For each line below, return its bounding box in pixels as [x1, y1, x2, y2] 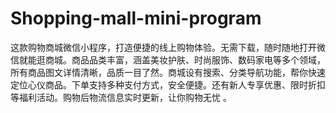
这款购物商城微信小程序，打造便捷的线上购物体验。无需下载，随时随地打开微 [10, 41, 326, 53]
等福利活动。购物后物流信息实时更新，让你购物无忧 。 [10, 91, 232, 103]
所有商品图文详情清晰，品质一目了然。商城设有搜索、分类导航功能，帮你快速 [10, 66, 326, 78]
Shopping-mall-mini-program [10, 7, 262, 30]
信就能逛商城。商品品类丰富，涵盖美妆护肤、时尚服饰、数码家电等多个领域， [10, 53, 326, 66]
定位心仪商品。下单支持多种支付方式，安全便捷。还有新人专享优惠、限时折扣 [10, 78, 326, 91]
